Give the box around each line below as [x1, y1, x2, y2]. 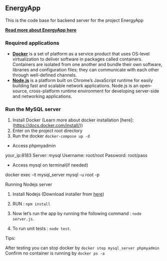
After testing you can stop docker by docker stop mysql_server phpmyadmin [5, 245, 160, 251]
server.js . [12, 216, 34, 222]
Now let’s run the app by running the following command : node [12, 210, 142, 216]
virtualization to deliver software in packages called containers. [12, 56, 143, 62]
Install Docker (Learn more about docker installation [12, 117, 119, 123]
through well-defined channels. [12, 72, 77, 78]
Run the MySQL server [5, 106, 61, 113]
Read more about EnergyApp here [5, 27, 77, 33]
